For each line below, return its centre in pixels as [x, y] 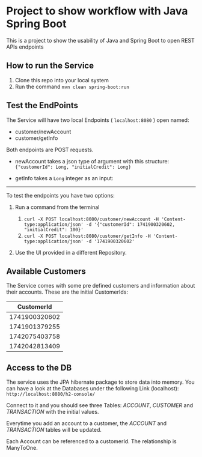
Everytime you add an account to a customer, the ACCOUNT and [87, 423]
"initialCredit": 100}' [54, 229]
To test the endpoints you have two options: [61, 195]
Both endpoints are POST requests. [50, 150]
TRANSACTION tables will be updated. [54, 430]
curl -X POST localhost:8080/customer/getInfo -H [87, 236]
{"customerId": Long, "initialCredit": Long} [73, 167]
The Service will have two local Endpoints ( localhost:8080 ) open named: [98, 120]
